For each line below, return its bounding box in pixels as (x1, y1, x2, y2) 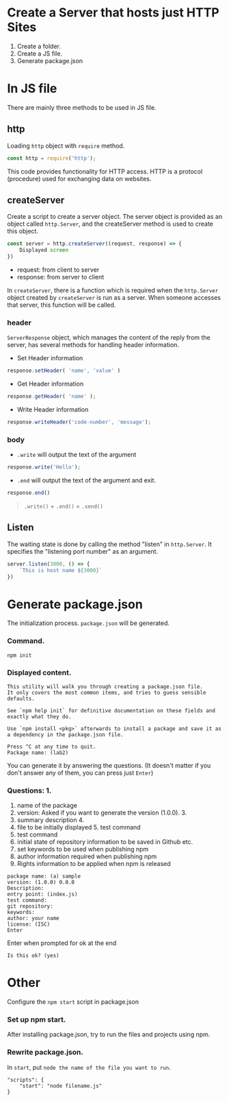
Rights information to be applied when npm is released (16, 860, 171, 868)
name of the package (16, 801, 77, 810)
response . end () (7, 489, 51, 497)
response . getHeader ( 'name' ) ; (7, 393, 96, 400)
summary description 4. (16, 816, 84, 824)
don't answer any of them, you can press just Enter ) (7, 769, 154, 777)
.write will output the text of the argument (16, 451, 137, 459)
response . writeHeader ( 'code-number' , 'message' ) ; (7, 419, 152, 426)
